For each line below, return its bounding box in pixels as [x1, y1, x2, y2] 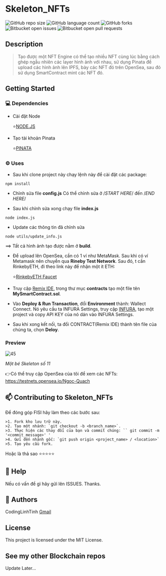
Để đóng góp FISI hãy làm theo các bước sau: [5, 409, 100, 415]
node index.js [5, 215, 35, 220]
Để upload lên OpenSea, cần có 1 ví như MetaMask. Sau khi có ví [12, 252, 148, 259]
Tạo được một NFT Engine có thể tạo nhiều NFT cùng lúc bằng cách [17, 53, 160, 59]
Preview [5, 339, 26, 346]
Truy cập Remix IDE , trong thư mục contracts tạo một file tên [12, 285, 140, 291]
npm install [5, 181, 30, 186]
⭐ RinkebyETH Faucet [12, 274, 57, 280]
